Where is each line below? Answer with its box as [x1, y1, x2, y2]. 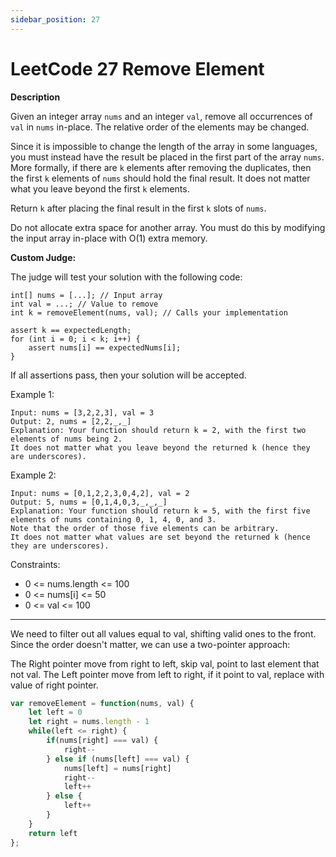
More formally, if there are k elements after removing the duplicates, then [10, 161, 312, 173]
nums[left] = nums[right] [63, 763, 172, 773]
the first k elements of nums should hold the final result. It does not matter [10, 172, 311, 184]
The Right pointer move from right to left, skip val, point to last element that [10, 657, 320, 670]
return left [28, 828, 78, 838]
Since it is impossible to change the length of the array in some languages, [10, 140, 318, 152]
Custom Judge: [10, 251, 77, 263]
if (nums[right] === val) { [46, 736, 159, 746]
